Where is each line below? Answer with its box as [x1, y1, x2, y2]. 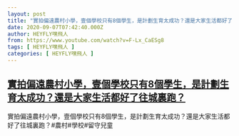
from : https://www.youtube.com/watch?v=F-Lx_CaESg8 [7, 37, 164, 44]
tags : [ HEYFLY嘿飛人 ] [7, 43, 75, 51]
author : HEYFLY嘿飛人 [7, 30, 68, 38]
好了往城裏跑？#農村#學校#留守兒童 [7, 120, 113, 129]
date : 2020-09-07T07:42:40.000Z [7, 23, 103, 31]
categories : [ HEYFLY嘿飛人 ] [7, 51, 94, 58]
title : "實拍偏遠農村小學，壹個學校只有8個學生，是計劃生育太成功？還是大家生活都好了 [7, 17, 233, 24]
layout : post [7, 10, 46, 18]
